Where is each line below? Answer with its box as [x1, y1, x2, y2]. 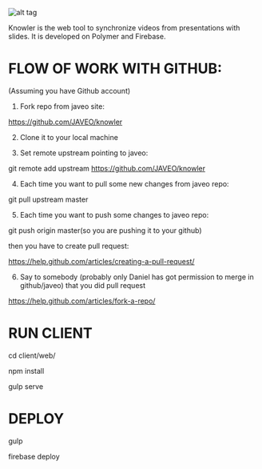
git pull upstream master [8, 194, 89, 204]
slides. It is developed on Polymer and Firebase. [8, 32, 166, 41]
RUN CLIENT [8, 324, 93, 343]
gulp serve [8, 381, 44, 391]
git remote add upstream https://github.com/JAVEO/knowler [8, 163, 206, 173]
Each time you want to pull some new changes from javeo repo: [19, 178, 229, 188]
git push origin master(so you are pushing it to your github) [8, 225, 202, 235]
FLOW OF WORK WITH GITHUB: [8, 60, 222, 78]
